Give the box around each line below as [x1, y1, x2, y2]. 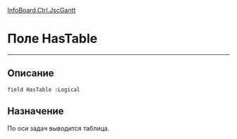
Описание [7, 67, 54, 80]
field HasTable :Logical [7, 86, 80, 93]
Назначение [7, 105, 64, 117]
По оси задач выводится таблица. [7, 123, 110, 133]
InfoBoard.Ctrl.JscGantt [7, 6, 76, 14]
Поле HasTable [7, 31, 97, 47]
